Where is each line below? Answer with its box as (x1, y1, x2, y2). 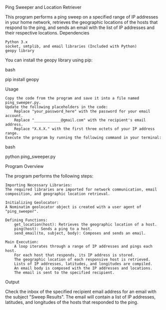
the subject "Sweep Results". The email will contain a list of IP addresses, (5, 294, 156, 299)
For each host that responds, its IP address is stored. (14, 252, 135, 257)
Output (5, 279, 19, 284)
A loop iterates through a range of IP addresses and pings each (14, 244, 153, 249)
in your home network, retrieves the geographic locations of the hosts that (5, 19, 158, 25)
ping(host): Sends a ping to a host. (14, 226, 93, 231)
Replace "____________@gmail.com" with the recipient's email (14, 117, 146, 122)
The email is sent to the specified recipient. (14, 270, 115, 275)
